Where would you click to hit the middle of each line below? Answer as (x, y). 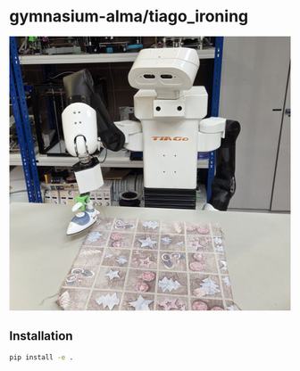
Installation (41, 336)
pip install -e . (42, 357)
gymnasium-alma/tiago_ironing (129, 16)
